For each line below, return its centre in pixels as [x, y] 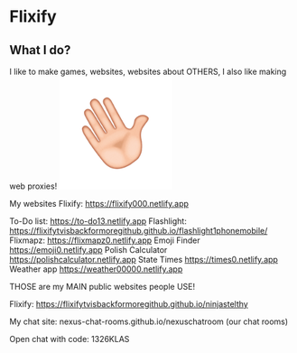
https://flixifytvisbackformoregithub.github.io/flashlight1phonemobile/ [139, 231]
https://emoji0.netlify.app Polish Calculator [88, 250]
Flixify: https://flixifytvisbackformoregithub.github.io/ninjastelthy [129, 304]
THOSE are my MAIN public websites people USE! [102, 287]
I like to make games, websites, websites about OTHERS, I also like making [148, 71]
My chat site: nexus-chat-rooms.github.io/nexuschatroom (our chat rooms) [149, 321]
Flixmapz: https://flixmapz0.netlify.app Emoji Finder [105, 240]
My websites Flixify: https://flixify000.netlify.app [99, 204]
